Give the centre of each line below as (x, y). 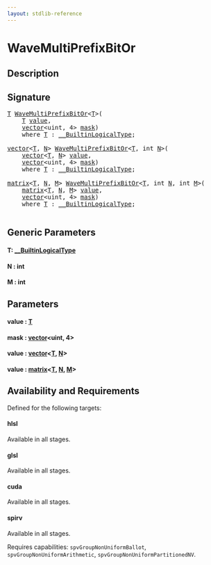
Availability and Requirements (74, 391)
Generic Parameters (51, 232)
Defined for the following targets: (54, 408)
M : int (16, 282)
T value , (37, 121)
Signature (29, 97)
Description (33, 74)
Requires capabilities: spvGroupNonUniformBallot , (77, 547)
